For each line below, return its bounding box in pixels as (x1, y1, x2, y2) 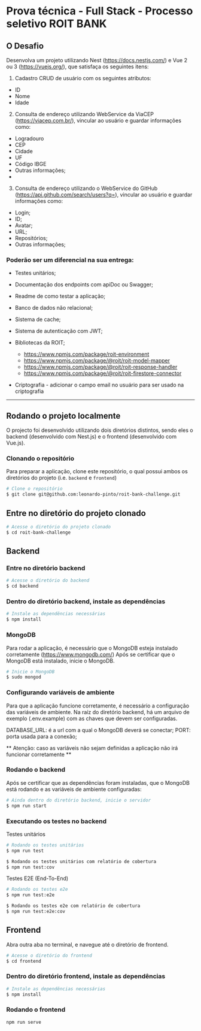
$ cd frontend (6, 958, 42, 964)
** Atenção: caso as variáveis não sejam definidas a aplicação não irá (6, 744, 178, 751)
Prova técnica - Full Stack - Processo (6, 4, 193, 18)
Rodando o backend (6, 766, 66, 774)
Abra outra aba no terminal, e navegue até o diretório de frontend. (6, 941, 169, 948)
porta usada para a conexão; (6, 733, 77, 740)
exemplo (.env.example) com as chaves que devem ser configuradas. (6, 715, 178, 722)
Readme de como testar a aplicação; (14, 292, 106, 300)
